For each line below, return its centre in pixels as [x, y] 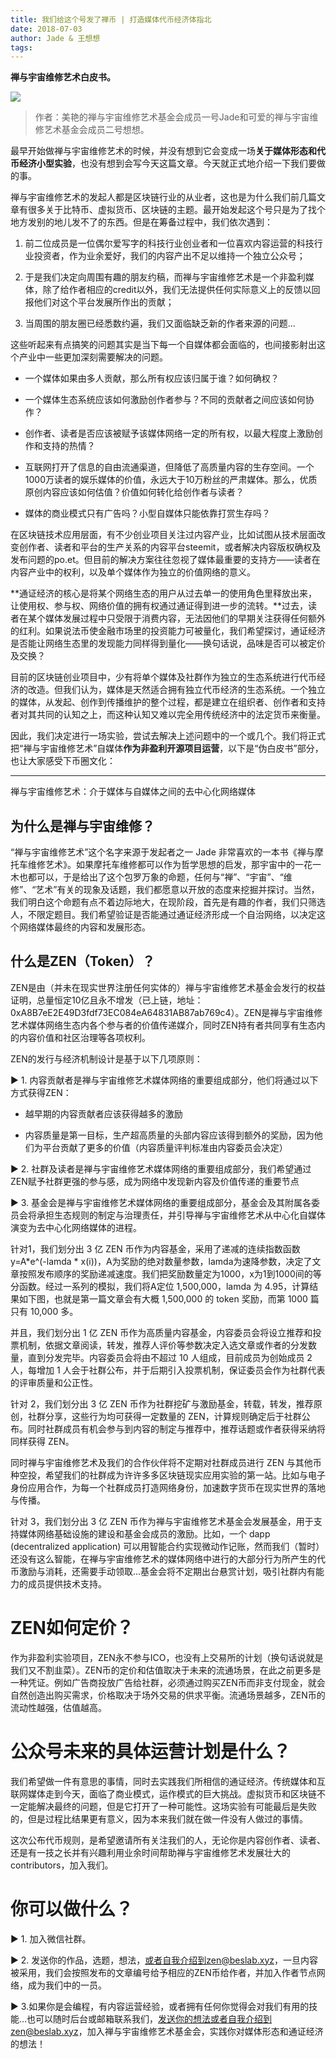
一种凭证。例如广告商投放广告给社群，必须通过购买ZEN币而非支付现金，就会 [168, 1682]
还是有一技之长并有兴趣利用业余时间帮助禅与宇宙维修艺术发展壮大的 [150, 1852]
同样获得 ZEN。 [42, 1441]
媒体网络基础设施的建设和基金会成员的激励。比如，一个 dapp [144, 1533]
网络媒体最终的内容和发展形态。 [84, 927]
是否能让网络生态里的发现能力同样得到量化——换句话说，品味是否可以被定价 [168, 643]
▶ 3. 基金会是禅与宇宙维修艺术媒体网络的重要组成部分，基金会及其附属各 [161, 1202]
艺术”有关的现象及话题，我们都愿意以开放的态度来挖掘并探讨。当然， [177, 890]
